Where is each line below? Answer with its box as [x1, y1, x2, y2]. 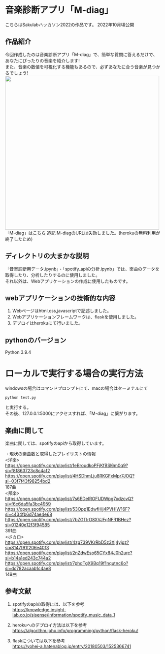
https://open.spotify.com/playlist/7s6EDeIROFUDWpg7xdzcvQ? [5, 496, 134, 501]
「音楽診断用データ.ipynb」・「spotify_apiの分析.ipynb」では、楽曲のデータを [5, 266, 160, 272]
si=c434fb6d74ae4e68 [5, 511, 53, 517]
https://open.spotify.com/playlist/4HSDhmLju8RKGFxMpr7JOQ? [5, 473, 135, 479]
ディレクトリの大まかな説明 [5, 252, 89, 260]
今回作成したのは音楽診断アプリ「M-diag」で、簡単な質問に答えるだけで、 [5, 51, 158, 57]
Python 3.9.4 [5, 349, 32, 355]
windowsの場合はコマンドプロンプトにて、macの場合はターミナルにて [5, 385, 148, 391]
